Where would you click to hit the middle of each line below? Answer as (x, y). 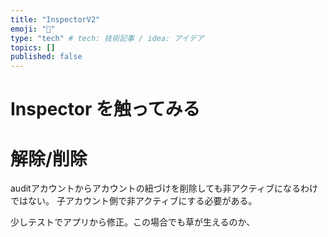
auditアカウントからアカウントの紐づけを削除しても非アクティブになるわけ (164, 188)
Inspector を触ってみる (105, 109)
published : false (46, 57)
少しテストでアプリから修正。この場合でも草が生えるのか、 (133, 222)
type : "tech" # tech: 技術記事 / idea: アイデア (107, 38)
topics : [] (33, 47)
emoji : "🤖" (33, 29)
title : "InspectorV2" (55, 19)
